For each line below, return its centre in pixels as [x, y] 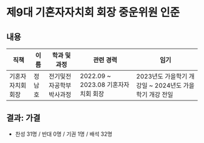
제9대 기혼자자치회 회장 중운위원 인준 [93, 12]
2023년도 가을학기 [162, 76]
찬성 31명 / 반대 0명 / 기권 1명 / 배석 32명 [63, 134]
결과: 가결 [23, 118]
